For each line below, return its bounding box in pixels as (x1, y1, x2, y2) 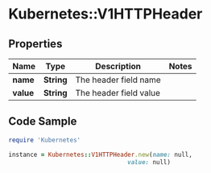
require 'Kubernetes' (8, 136, 81, 144)
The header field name (75, 74, 161, 85)
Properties (8, 37, 63, 51)
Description (95, 61, 141, 72)
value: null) (127, 158, 172, 166)
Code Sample (8, 114, 77, 129)
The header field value (75, 88, 161, 98)
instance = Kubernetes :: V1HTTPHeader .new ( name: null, (8, 150, 193, 159)
